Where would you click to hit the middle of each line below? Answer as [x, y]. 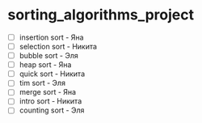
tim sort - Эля [42, 83]
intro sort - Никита [50, 101]
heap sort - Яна [45, 65]
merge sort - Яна [48, 92]
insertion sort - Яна [51, 37]
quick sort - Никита [52, 74]
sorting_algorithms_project [101, 15]
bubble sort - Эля [48, 56]
